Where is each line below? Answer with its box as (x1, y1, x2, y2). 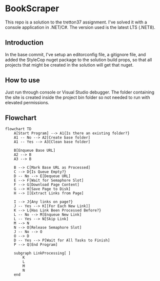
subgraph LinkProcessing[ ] (14, 251, 71, 256)
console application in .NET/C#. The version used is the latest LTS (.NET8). (5, 24, 156, 30)
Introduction (5, 39, 44, 47)
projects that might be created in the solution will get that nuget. (5, 62, 134, 68)
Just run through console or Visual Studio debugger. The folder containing (5, 89, 155, 95)
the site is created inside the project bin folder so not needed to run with (5, 94, 150, 100)
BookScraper (5, 3, 60, 14)
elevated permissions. (5, 99, 50, 105)
